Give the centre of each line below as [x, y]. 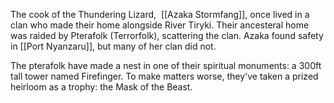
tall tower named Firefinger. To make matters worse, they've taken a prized [164, 76]
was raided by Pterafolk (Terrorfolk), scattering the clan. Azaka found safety [167, 35]
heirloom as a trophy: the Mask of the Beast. [101, 87]
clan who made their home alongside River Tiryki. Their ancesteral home [160, 25]
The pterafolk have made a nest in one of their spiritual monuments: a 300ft [166, 65]
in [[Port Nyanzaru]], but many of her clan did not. [113, 46]
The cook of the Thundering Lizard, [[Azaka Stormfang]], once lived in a [160, 14]
